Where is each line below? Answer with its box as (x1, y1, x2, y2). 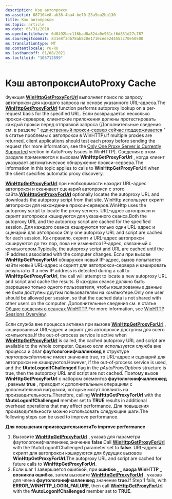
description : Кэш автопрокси (5, 7, 68, 13)
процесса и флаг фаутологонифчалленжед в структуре (5, 348, 129, 354)
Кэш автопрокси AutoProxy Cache (5, 77, 157, 89)
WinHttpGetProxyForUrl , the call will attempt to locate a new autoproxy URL (5, 273, 167, 280)
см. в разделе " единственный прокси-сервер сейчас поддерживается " (5, 127, 166, 133)
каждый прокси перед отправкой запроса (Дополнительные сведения (5, 122, 161, 128)
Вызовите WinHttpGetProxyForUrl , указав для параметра (12, 434, 141, 440)
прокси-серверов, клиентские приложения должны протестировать (5, 116, 156, 122)
